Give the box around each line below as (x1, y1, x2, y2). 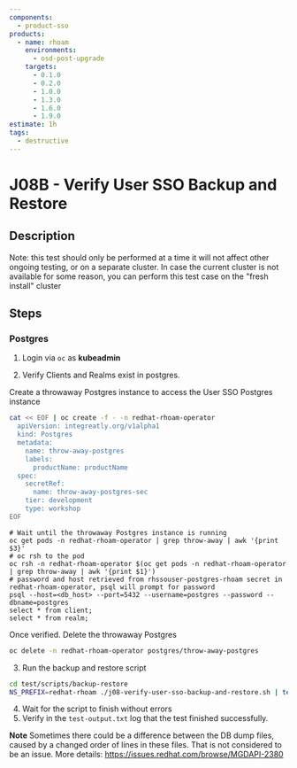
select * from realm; (9, 613, 89, 623)
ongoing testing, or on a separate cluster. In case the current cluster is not (9, 261, 279, 272)
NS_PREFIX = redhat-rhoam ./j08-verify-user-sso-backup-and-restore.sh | (9, 687, 278, 696)
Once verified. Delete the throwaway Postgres (9, 629, 177, 640)
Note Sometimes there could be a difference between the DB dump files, (9, 730, 274, 741)
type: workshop (25, 504, 81, 514)
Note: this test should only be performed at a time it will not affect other (9, 252, 270, 262)
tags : (9, 128, 29, 137)
